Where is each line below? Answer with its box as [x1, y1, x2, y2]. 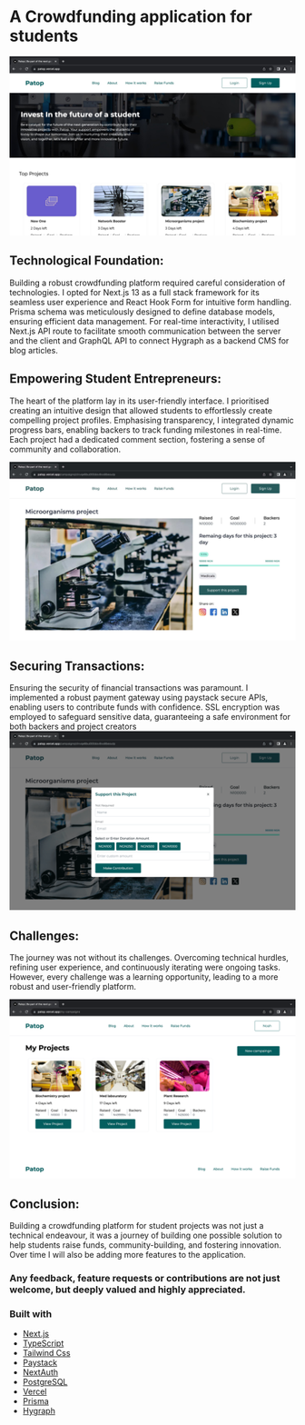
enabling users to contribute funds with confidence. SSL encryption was [9, 702, 280, 712]
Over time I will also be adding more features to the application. [9, 1250, 247, 1260]
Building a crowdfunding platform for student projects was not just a [9, 1221, 264, 1231]
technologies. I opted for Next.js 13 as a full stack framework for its [9, 286, 261, 297]
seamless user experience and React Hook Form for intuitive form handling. [9, 296, 292, 307]
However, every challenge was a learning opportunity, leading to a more [9, 972, 279, 982]
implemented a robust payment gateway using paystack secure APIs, [9, 693, 269, 703]
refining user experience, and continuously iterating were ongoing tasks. [9, 962, 281, 973]
